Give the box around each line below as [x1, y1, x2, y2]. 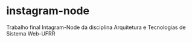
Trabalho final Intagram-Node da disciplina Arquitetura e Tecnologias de [6, 24, 186, 31]
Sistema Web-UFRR [6, 30, 56, 37]
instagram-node [6, 4, 89, 18]
